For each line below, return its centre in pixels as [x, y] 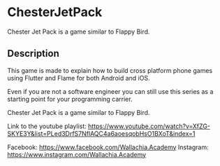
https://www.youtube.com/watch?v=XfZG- [149, 126]
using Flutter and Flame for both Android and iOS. [79, 78]
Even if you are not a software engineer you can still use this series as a [110, 91]
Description [33, 54]
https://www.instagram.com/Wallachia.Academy [77, 154]
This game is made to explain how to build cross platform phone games [110, 70]
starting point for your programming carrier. [70, 99]
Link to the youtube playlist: [47, 126]
